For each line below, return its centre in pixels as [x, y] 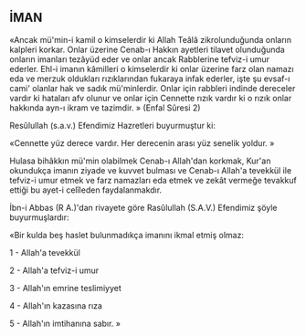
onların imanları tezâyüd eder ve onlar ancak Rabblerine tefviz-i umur [140, 59]
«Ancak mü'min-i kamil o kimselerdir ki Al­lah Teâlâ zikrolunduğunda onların [151, 39]
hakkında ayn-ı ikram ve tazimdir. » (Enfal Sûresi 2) [105, 108]
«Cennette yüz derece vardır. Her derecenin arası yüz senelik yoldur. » [142, 142]
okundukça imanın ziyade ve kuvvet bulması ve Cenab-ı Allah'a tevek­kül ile [151, 170]
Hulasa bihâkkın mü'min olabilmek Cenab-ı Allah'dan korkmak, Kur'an [140, 161]
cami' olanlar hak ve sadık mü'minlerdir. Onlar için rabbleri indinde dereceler [153, 88]
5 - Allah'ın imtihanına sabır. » [65, 323]
